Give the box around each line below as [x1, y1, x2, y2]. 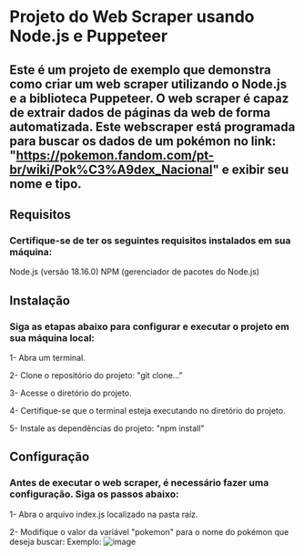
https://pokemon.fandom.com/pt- [15, 148, 215, 163]
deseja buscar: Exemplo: [9, 536, 102, 547]
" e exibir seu [212, 161, 289, 177]
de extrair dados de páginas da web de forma [9, 105, 271, 120]
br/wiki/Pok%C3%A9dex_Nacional [9, 161, 213, 177]
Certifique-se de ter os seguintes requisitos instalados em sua [9, 234, 291, 247]
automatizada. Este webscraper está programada [9, 118, 296, 134]
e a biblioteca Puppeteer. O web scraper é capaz [9, 90, 289, 106]
